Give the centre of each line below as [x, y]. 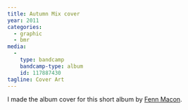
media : [17, 47]
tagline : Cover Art [36, 79]
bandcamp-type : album [51, 66]
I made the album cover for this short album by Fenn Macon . [95, 99]
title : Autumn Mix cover [44, 14]
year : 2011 [23, 20]
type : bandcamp [42, 60]
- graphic [28, 33]
